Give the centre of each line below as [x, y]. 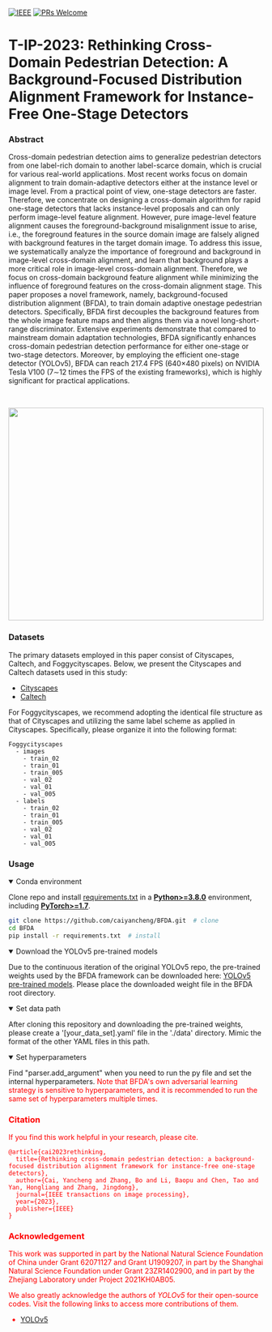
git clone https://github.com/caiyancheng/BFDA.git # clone [114, 921]
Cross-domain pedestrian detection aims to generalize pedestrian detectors [135, 157]
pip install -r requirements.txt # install [85, 936]
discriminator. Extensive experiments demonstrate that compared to [143, 329]
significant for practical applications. [69, 381]
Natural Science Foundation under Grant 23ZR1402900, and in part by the [132, 1271]
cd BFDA [21, 928]
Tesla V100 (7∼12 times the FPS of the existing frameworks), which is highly [135, 372]
